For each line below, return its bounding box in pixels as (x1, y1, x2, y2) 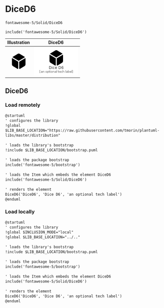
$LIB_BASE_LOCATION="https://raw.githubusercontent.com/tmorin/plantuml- (5, 128, 160, 133)
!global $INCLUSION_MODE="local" (5, 230, 74, 235)
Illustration (7, 39, 31, 45)
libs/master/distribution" (5, 133, 61, 138)
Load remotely (5, 101, 41, 108)
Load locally (5, 208, 35, 215)
